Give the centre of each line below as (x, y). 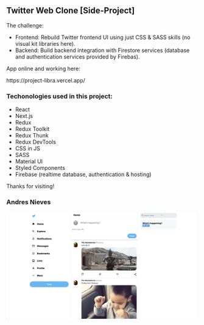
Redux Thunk (32, 136)
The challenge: (25, 25)
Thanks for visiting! (30, 186)
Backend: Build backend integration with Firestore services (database (102, 50)
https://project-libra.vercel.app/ (46, 80)
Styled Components (40, 168)
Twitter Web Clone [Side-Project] (71, 11)
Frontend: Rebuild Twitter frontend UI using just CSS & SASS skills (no (103, 37)
